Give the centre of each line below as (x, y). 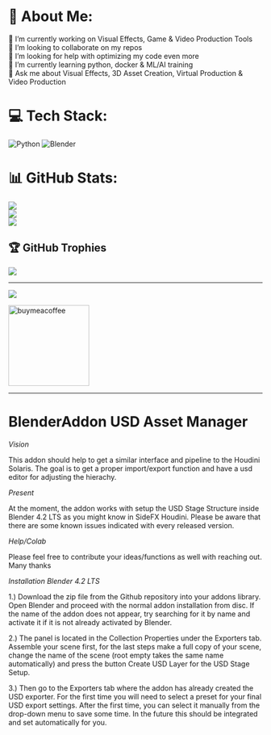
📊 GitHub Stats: (63, 178)
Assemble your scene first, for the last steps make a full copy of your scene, (135, 646)
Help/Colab (27, 541)
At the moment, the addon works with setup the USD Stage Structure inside (134, 508)
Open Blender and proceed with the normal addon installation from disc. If (131, 605)
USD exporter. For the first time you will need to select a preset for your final (135, 696)
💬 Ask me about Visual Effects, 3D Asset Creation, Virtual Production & (126, 73)
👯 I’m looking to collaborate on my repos (75, 47)
